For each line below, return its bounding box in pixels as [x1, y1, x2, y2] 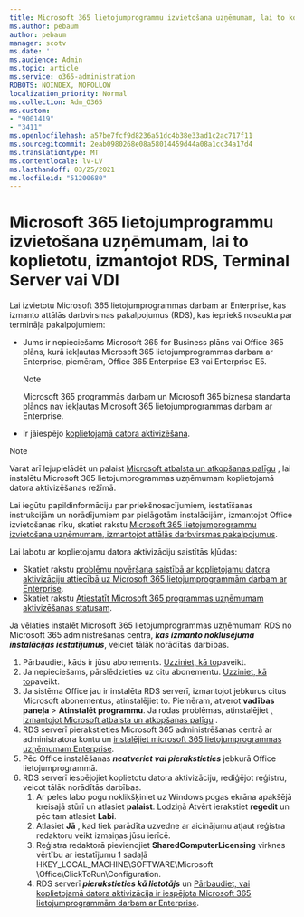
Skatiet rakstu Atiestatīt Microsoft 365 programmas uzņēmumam [22, 593, 264, 603]
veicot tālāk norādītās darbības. [22, 782, 142, 793]
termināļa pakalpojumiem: [9, 319, 106, 331]
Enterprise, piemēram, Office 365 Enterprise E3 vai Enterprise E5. [22, 356, 267, 367]
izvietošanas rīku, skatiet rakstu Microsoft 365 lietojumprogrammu [9, 519, 257, 530]
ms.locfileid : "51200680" [9, 173, 107, 182]
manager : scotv [9, 38, 67, 48]
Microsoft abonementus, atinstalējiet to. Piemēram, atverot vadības [22, 695, 275, 707]
